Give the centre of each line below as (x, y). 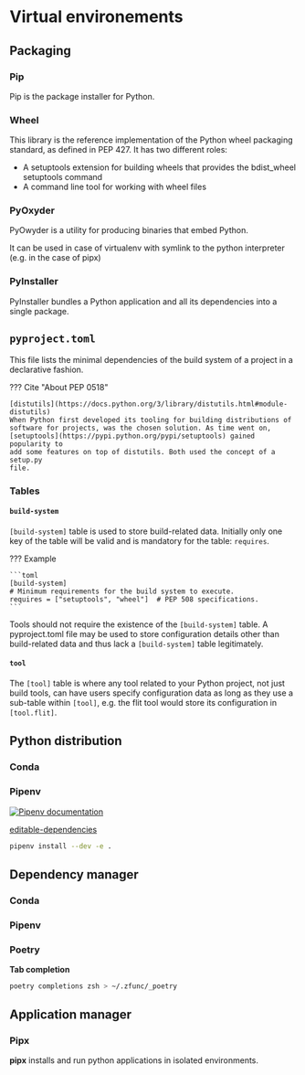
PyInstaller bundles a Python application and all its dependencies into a (143, 301)
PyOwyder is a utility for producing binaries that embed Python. (129, 230)
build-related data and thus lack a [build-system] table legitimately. (137, 644)
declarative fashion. (47, 369)
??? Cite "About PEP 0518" (59, 387)
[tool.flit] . (33, 712)
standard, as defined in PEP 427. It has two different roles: (119, 150)
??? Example (33, 559)
